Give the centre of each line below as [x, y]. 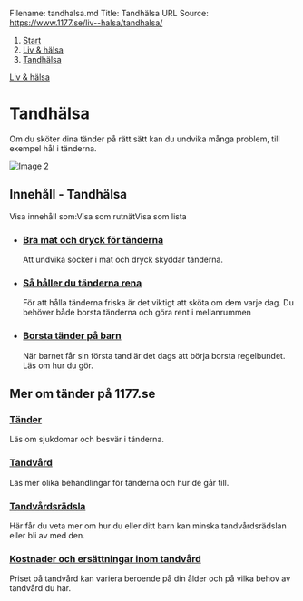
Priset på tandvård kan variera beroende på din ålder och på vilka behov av [150, 578]
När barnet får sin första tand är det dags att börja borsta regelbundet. [154, 355]
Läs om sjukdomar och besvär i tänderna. [87, 440]
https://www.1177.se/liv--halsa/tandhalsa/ [86, 23]
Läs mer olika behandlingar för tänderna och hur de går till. [119, 482]
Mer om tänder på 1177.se [83, 394]
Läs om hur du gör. [58, 365]
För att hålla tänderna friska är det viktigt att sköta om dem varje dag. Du [158, 303]
